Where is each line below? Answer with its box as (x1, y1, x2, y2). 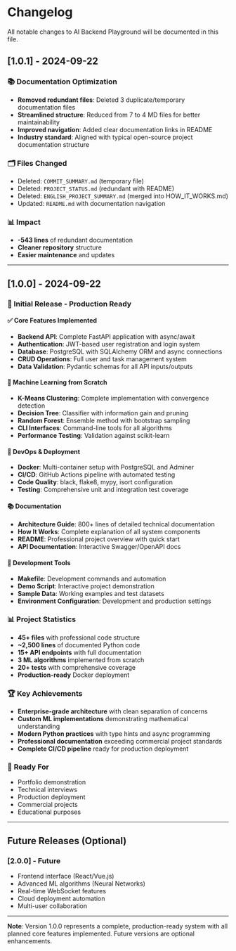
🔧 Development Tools (7, 558, 71, 567)
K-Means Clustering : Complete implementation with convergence (17, 394, 209, 402)
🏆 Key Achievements (7, 688, 83, 698)
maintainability (17, 117, 60, 127)
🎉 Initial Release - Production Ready (7, 299, 132, 309)
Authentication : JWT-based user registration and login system (17, 339, 200, 348)
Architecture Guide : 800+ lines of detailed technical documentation (17, 520, 216, 529)
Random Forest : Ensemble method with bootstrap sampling (17, 416, 190, 425)
